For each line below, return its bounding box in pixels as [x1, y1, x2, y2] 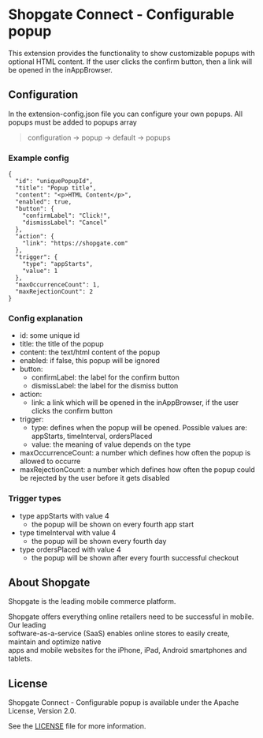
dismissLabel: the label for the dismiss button [31, 381, 179, 391]
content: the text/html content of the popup [19, 347, 161, 357]
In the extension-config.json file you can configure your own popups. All [8, 109, 243, 118]
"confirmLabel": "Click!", [22, 212, 111, 220]
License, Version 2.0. [8, 706, 76, 716]
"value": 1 [22, 267, 58, 275]
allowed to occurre [19, 456, 81, 466]
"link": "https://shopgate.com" [22, 239, 128, 248]
